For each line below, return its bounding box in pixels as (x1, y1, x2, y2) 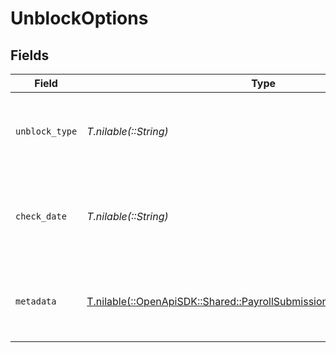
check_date (15, 211, 67, 222)
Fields (10, 47, 50, 64)
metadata (15, 296, 57, 307)
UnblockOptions (10, 7, 149, 30)
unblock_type (15, 126, 78, 137)
